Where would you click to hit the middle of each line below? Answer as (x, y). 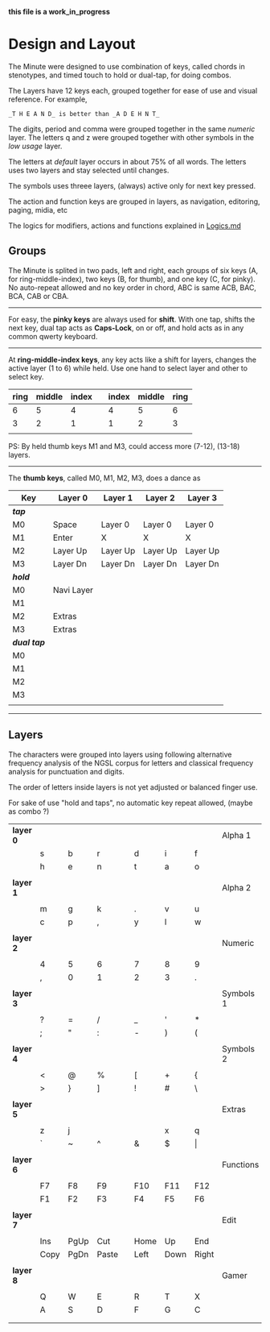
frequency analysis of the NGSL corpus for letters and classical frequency (131, 763)
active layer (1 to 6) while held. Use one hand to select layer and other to (128, 368)
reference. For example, (48, 99)
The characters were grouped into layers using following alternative (120, 754)
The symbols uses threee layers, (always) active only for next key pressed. (132, 185)
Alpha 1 (237, 835)
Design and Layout (72, 44)
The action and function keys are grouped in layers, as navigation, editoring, (134, 201)
